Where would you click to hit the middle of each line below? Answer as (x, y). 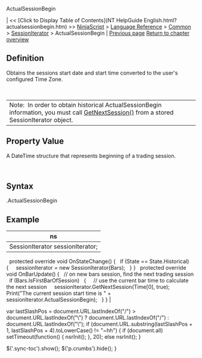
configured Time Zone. (35, 79)
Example (23, 220)
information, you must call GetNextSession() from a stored (92, 112)
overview (17, 39)
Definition (25, 59)
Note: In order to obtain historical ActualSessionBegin (86, 105)
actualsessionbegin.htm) (37, 27)
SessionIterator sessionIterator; (54, 247)
